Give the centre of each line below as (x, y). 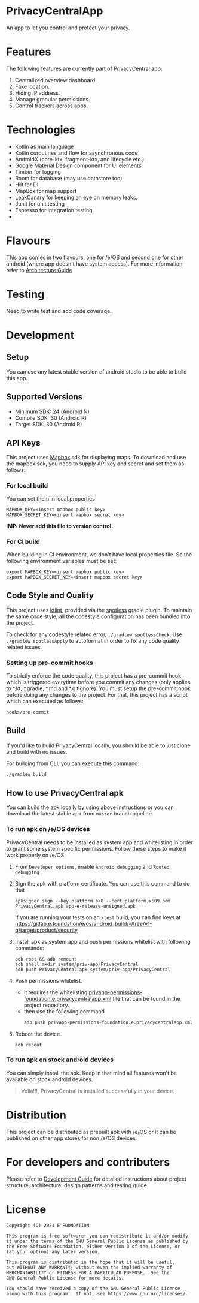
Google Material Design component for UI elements (78, 165)
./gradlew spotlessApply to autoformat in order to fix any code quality (93, 640)
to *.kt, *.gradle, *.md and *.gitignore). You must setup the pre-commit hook (99, 688)
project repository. (47, 1005)
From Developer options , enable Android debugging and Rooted (92, 866)
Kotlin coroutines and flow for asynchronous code (76, 153)
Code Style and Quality (50, 596)
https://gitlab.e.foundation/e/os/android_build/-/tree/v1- (83, 923)
